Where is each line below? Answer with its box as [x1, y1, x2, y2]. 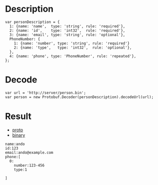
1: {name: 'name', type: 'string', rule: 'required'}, [9, 23, 125, 29]
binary [12, 132, 25, 138]
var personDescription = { [5, 20, 60, 24]
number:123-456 [14, 163, 45, 168]
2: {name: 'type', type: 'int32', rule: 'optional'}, [14, 45, 132, 50]
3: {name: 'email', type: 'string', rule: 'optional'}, [9, 32, 125, 37]
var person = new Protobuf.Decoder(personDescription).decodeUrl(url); [5, 94, 154, 100]
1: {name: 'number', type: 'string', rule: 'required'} [14, 41, 130, 46]
